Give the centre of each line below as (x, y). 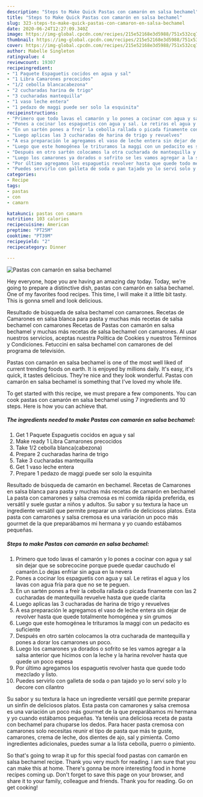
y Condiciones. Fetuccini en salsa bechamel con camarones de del (90, 344)
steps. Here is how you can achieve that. (57, 406)
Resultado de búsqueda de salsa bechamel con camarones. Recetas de (95, 312)
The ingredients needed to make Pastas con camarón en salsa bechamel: (101, 420)
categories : (22, 175)
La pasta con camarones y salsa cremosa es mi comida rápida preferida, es (101, 498)
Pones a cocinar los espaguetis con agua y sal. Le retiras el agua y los (103, 578)
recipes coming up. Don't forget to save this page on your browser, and (95, 775)
